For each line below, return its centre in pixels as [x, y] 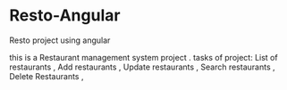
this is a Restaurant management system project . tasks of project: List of [144, 57]
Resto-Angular [65, 16]
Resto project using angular [60, 40]
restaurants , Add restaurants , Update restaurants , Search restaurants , [142, 67]
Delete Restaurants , [46, 76]
